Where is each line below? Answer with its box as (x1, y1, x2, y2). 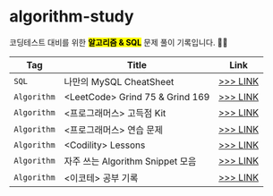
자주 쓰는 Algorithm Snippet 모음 (64, 155, 197, 167)
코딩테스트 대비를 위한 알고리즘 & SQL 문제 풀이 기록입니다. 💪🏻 (9, 37, 228, 47)
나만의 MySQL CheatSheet (64, 75, 175, 88)
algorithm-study (9, 6, 134, 27)
